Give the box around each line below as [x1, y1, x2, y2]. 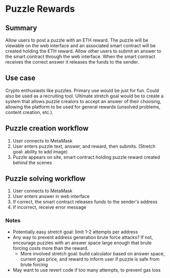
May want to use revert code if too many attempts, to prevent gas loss [12, 267, 161, 273]
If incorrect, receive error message [12, 204, 87, 210]
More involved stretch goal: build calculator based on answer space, [20, 250, 165, 256]
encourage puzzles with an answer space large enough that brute [12, 240, 152, 246]
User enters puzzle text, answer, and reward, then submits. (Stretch [12, 143, 156, 149]
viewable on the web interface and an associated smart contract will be [5, 43, 156, 49]
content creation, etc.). [5, 109, 54, 115]
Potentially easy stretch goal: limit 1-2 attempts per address [12, 229, 138, 235]
